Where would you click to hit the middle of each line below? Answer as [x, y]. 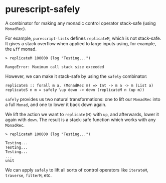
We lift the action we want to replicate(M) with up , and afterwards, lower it [82, 114]
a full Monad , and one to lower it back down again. [56, 105]
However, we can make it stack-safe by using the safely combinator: [76, 76]
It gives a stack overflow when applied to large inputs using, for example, [81, 43]
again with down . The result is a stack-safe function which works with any [80, 120]
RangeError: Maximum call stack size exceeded [55, 67]
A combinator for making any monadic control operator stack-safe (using [81, 23]
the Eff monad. [21, 49]
